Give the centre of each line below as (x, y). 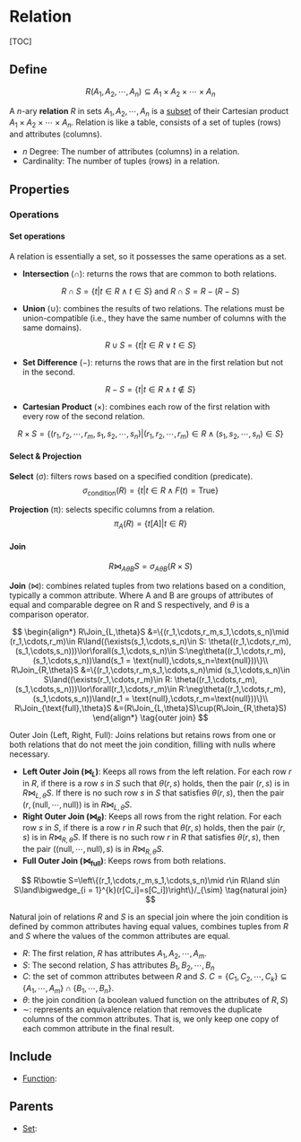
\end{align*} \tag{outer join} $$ (150, 718)
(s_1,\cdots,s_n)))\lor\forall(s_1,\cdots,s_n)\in (96, 651)
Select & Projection (46, 456)
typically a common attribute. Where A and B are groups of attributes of (142, 595)
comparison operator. (49, 615)
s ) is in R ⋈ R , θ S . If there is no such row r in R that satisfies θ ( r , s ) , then (151, 839)
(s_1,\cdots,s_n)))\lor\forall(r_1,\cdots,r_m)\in (96, 690)
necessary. (30, 754)
